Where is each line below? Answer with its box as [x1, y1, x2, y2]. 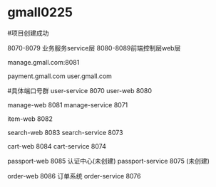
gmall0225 [7, 4, 73, 21]
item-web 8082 [7, 114, 53, 123]
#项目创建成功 [7, 28, 49, 37]
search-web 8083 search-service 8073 [7, 128, 123, 137]
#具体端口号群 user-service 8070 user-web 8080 [7, 86, 152, 95]
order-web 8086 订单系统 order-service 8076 [7, 171, 141, 180]
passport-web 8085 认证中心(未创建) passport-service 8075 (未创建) [7, 156, 210, 165]
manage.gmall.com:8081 [7, 58, 80, 66]
